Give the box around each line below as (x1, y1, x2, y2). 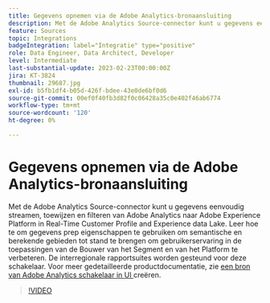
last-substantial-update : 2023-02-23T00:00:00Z (8, 64, 171, 72)
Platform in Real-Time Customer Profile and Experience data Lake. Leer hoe (8, 219, 259, 228)
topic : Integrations (8, 34, 78, 43)
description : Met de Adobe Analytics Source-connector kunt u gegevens (8, 19, 253, 27)
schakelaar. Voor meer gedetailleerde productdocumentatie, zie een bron (8, 261, 251, 271)
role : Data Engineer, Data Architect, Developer (8, 49, 174, 57)
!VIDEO (27, 285, 52, 295)
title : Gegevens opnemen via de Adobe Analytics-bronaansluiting (8, 11, 231, 20)
